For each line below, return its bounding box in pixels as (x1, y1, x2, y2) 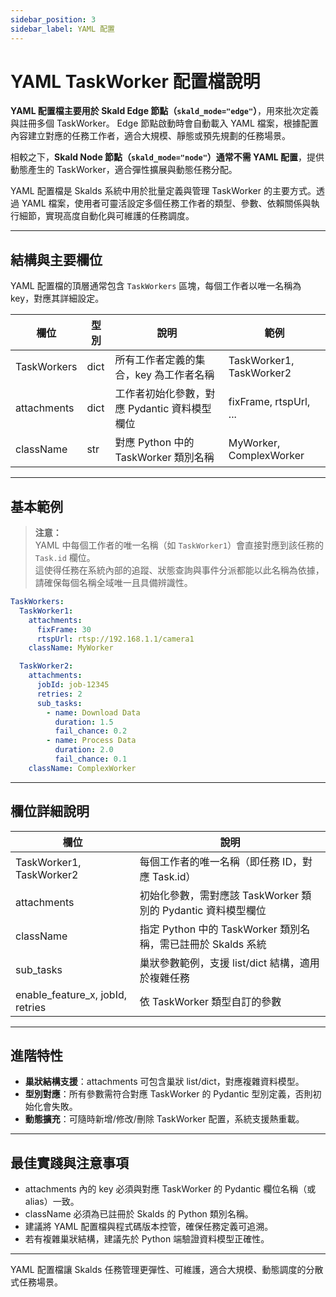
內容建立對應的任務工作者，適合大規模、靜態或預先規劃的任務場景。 (10, 130, 291, 142)
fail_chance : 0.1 (54, 754, 128, 765)
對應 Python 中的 (114, 436, 195, 450)
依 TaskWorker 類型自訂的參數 (139, 994, 282, 1008)
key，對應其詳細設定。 (10, 292, 105, 305)
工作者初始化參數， (114, 387, 206, 401)
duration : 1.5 (54, 717, 114, 727)
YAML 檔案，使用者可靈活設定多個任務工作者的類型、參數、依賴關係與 (21, 197, 312, 210)
